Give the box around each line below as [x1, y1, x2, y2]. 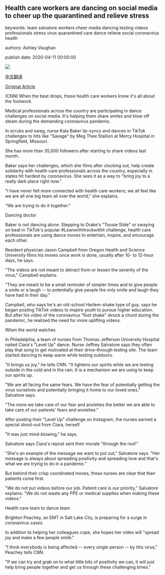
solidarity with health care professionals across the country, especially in [5, 167, 153, 174]
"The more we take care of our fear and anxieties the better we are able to [5, 401, 156, 408]
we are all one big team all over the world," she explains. [5, 193, 119, 199]
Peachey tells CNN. [5, 549, 45, 555]
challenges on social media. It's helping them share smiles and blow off [5, 113, 150, 119]
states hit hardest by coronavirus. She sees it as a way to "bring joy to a [5, 173, 150, 179]
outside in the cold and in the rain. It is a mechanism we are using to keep [5, 367, 154, 373]
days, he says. [5, 257, 34, 263]
